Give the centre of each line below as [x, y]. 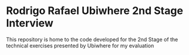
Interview [30, 23]
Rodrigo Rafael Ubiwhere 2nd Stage [95, 11]
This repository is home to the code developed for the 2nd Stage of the [92, 39]
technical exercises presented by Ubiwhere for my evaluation [80, 46]
